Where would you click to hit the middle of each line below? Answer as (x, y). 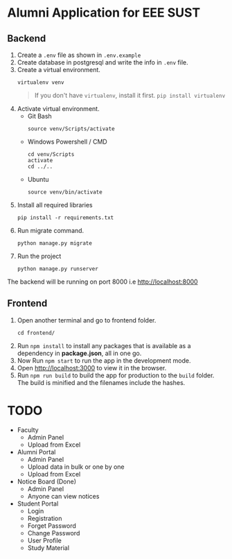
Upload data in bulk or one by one (76, 467)
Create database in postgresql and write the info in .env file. (102, 62)
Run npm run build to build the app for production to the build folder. (116, 375)
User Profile (45, 540)
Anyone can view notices (63, 496)
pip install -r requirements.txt (65, 218)
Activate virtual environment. (58, 109)
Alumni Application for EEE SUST (104, 13)
